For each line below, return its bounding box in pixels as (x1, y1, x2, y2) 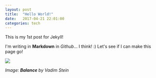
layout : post (5, 7, 32, 12)
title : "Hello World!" (5, 12, 54, 17)
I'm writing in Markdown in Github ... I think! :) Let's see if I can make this (5, 43, 152, 49)
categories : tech (5, 20, 41, 26)
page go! (5, 49, 23, 55)
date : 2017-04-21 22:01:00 (5, 16, 65, 21)
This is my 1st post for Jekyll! (5, 34, 64, 40)
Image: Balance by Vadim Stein (5, 67, 69, 73)
